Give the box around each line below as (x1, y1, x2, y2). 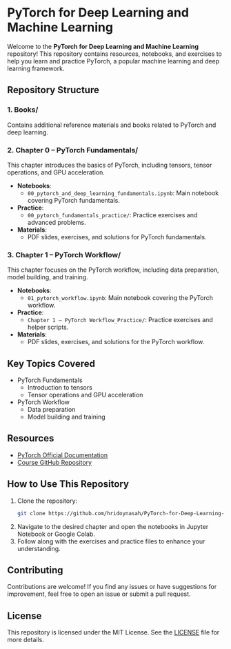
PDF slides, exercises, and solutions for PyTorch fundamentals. (27, 232, 207, 241)
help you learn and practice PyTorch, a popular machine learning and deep (7, 57, 220, 65)
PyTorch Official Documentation (17, 450, 108, 459)
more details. (7, 636, 45, 644)
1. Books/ (7, 105, 39, 114)
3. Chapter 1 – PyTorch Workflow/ (7, 250, 121, 259)
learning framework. (7, 64, 65, 72)
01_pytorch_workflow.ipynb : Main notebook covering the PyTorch (27, 294, 214, 302)
